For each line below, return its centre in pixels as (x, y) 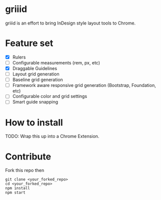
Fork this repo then (25, 170)
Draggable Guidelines (35, 68)
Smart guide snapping (35, 102)
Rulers (19, 57)
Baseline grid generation (38, 80)
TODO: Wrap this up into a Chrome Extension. (52, 136)
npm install (17, 188)
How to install (34, 122)
